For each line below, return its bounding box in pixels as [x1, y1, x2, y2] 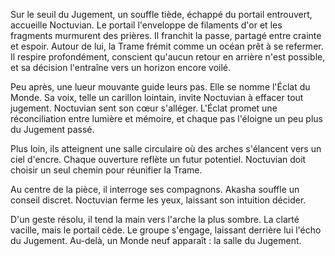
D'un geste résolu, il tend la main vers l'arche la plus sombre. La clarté [10, 214, 300, 225]
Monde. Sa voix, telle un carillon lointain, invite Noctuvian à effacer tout [10, 92, 304, 103]
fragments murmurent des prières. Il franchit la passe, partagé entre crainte [10, 30, 322, 41]
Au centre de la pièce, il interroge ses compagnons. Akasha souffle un [10, 184, 300, 195]
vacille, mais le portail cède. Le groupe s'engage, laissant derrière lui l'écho [10, 224, 322, 236]
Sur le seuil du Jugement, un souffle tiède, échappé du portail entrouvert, [10, 9, 313, 20]
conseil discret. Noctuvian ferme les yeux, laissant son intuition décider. [10, 194, 307, 206]
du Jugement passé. [10, 124, 95, 135]
